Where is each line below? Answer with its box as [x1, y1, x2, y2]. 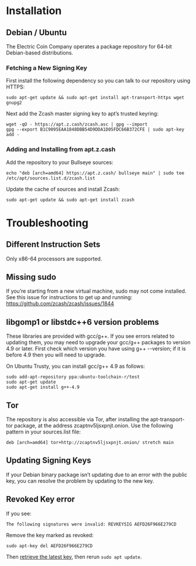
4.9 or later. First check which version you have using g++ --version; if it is [6, 345, 186, 353]
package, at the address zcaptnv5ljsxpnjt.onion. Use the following [14, 422, 174, 429]
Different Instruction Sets [6, 239, 101, 250]
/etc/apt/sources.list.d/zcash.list [6, 175, 95, 181]
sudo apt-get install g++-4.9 [6, 384, 80, 391]
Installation [6, 4, 62, 18]
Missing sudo [6, 272, 57, 282]
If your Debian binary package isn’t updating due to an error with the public [6, 471, 187, 478]
